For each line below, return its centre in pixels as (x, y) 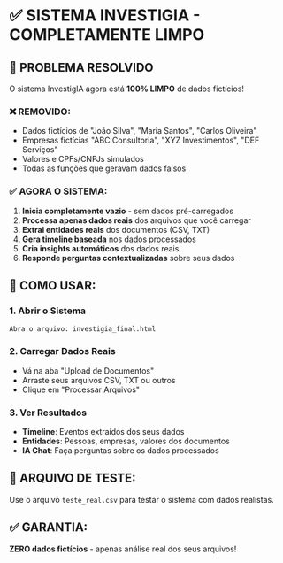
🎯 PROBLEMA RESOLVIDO (81, 67)
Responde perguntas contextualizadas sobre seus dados (128, 258)
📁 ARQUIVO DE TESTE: (73, 478)
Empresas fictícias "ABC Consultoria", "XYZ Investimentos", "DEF (141, 140)
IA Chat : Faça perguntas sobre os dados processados (120, 450)
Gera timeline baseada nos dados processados (109, 239)
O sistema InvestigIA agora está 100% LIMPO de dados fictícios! (127, 89)
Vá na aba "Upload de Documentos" (88, 370)
